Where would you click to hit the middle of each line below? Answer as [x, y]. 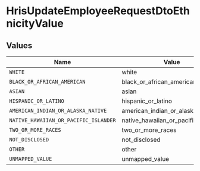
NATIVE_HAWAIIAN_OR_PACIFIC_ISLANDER [62, 120]
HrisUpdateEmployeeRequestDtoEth [98, 11]
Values [19, 45]
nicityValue [35, 23]
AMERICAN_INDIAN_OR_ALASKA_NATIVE [58, 111]
